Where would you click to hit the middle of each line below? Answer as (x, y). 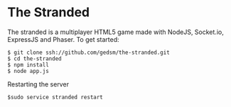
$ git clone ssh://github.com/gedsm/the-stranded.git (89, 52)
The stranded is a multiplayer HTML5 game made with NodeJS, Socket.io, (116, 32)
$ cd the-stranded (34, 58)
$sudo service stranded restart (55, 97)
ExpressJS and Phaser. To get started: (63, 39)
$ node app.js (28, 71)
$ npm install (28, 64)
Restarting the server (38, 84)
